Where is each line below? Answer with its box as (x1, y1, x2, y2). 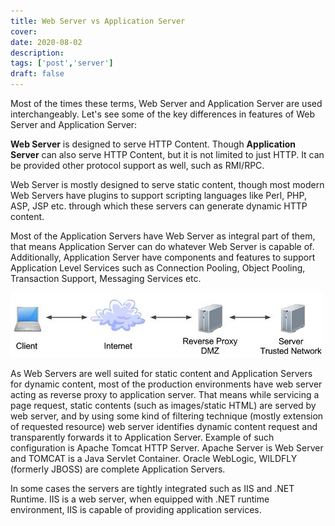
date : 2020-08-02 (10, 37, 83, 47)
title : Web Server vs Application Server (10, 16, 186, 26)
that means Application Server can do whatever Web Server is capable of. (10, 241, 315, 252)
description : (10, 48, 65, 58)
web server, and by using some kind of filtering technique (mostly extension (10, 410, 324, 422)
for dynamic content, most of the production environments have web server (10, 378, 323, 390)
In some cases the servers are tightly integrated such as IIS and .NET (10, 483, 295, 494)
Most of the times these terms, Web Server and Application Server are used (10, 98, 323, 109)
